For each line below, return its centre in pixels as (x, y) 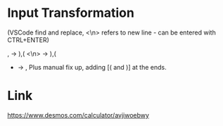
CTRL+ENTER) (28, 39)
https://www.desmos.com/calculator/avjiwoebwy (78, 115)
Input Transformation (71, 13)
